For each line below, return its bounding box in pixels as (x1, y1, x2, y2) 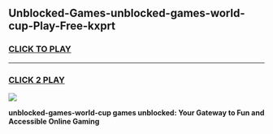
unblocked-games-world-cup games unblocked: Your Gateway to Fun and (8, 107, 265, 117)
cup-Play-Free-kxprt (8, 19, 116, 33)
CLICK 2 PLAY (8, 74, 65, 85)
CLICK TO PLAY (8, 44, 71, 55)
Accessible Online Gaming (8, 116, 100, 126)
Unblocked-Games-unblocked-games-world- (8, 6, 245, 20)
